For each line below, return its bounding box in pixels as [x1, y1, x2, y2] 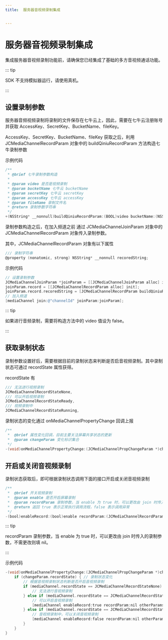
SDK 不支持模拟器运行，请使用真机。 [5, 77, 81, 83]
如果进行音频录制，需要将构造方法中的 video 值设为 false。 [5, 318, 126, 324]
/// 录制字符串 [5, 251, 33, 256]
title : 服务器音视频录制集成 [5, 7, 61, 13]
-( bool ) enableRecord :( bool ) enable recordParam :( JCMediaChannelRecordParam [5, 514, 164, 519]
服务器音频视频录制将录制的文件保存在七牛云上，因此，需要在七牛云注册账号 [5, 117, 163, 123]
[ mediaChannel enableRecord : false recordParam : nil [31, 616, 140, 622]
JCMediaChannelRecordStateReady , [5, 399, 75, 404]
